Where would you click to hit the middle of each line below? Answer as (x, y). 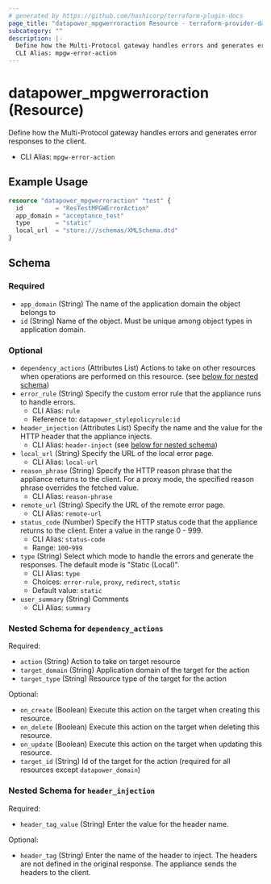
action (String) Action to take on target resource (100, 662)
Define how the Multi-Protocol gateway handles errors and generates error (133, 132)
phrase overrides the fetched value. (79, 488)
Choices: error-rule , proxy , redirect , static (106, 582)
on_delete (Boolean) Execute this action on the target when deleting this (140, 727)
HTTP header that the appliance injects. (86, 436)
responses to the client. (48, 141)
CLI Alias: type (56, 573)
